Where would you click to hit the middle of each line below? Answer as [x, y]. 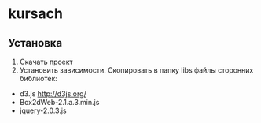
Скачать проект [46, 61]
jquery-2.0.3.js [43, 110]
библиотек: [38, 78]
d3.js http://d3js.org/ [53, 94]
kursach [35, 14]
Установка [35, 43]
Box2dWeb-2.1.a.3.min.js [59, 102]
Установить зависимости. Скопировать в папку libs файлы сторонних [136, 70]
